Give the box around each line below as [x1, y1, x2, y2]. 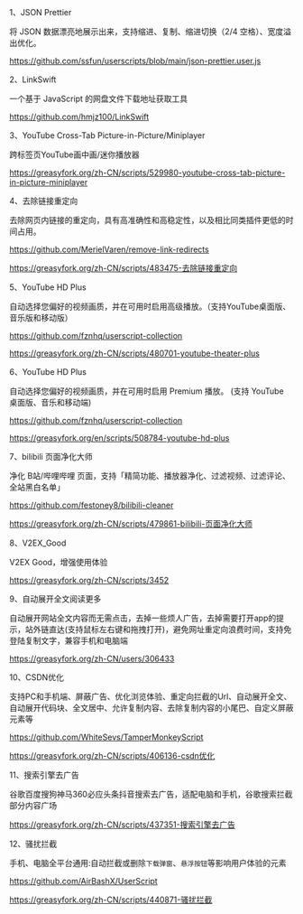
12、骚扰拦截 [9, 838, 58, 849]
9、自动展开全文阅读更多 [9, 593, 102, 604]
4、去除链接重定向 [9, 196, 78, 206]
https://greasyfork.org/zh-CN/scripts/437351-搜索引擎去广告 [9, 819, 236, 830]
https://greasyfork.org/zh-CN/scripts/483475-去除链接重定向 [9, 263, 238, 273]
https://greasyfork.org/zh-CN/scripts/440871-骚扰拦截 [9, 894, 213, 905]
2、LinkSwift [9, 74, 57, 85]
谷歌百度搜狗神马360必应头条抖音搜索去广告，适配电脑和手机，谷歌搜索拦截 [9, 788, 293, 799]
